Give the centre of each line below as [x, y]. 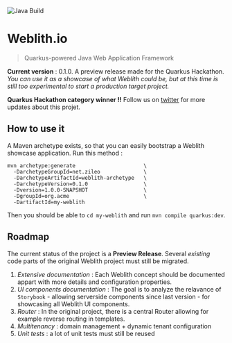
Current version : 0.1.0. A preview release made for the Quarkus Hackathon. [116, 71]
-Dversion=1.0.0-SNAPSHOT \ [80, 190]
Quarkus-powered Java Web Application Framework [99, 58]
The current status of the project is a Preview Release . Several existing [109, 253]
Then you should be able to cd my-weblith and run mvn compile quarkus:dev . [116, 215]
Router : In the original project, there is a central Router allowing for [113, 311]
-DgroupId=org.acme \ [80, 196]
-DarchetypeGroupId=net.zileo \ [80, 171]
